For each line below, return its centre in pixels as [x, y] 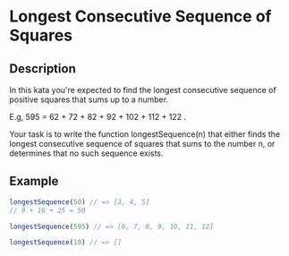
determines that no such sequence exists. [86, 153]
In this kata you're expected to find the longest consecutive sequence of [143, 90]
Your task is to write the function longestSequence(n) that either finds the [144, 134]
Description [42, 68]
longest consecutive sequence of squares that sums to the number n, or [142, 144]
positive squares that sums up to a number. [89, 99]
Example [34, 181]
